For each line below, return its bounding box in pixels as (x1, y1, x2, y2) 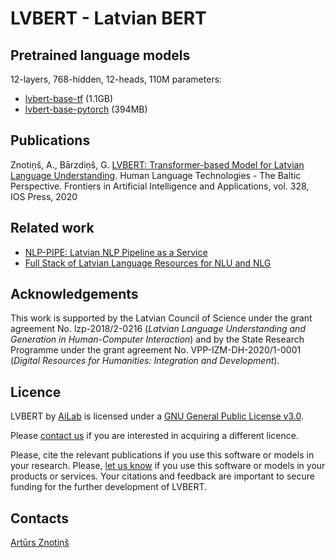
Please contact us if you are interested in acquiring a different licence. (10, 430, 299, 442)
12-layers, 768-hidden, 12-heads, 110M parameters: (10, 73, 223, 85)
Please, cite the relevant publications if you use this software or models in (10, 449, 315, 461)
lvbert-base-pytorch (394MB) (24, 103, 148, 115)
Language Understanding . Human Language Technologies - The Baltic (10, 169, 302, 181)
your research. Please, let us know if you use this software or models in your (10, 460, 326, 472)
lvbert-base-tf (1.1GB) (24, 93, 114, 104)
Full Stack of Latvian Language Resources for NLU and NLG (24, 257, 272, 269)
